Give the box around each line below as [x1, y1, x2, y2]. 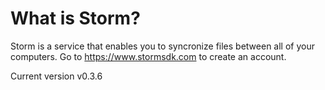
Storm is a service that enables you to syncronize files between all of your [10, 40, 315, 52]
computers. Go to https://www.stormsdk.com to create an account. [10, 50, 287, 62]
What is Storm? [10, 7, 141, 30]
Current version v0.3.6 [10, 70, 103, 82]
